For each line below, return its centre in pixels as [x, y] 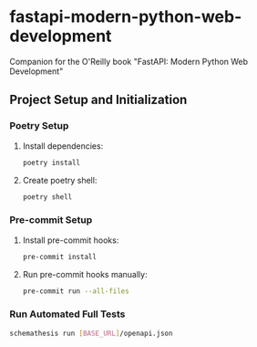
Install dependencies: [63, 146]
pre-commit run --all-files [76, 291]
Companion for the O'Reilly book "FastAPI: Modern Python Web [129, 61]
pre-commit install [60, 257]
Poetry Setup [39, 126]
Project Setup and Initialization [98, 100]
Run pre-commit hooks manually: [85, 274]
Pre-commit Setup [51, 220]
